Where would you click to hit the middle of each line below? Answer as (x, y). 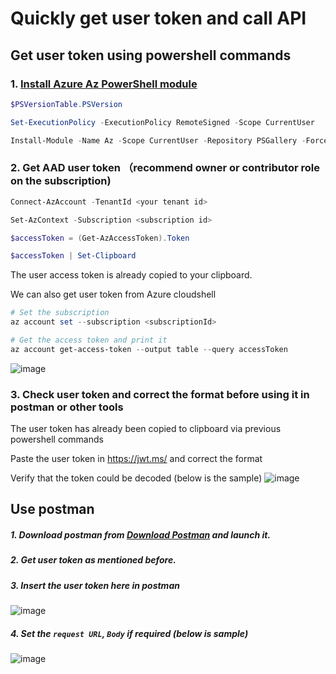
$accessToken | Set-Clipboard (73, 256)
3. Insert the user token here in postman (95, 585)
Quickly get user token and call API (158, 18)
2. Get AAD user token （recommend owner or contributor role (165, 168)
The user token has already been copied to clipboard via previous (146, 429)
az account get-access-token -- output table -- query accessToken (149, 349)
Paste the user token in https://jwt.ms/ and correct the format (136, 459)
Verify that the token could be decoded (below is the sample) (136, 478)
